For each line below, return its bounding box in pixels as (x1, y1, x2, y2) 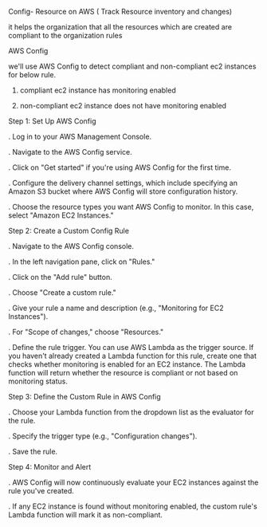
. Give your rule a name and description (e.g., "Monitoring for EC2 (8, 303, 224, 313)
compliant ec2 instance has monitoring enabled (19, 85, 177, 95)
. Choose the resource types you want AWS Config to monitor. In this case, (8, 203, 254, 211)
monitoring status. (8, 376, 68, 386)
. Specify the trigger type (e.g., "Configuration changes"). (8, 431, 198, 441)
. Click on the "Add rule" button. (8, 273, 113, 281)
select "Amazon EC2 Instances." (8, 210, 114, 220)
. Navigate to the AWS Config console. (8, 242, 134, 250)
